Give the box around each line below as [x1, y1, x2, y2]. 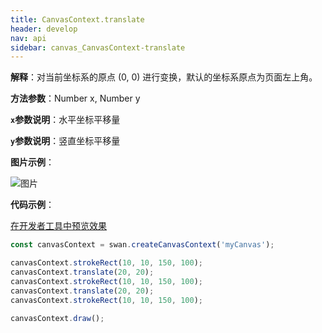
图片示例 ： [10, 156, 55, 168]
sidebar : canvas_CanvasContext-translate [10, 42, 186, 53]
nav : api [10, 33, 47, 43]
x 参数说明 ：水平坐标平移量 [10, 114, 121, 126]
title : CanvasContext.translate [10, 14, 145, 25]
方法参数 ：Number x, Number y [10, 92, 141, 105]
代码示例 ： [10, 199, 55, 211]
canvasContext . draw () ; [10, 313, 105, 323]
